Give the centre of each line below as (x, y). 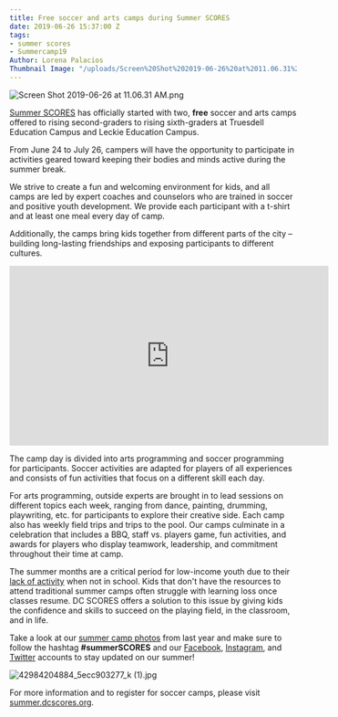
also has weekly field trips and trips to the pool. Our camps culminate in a (147, 524)
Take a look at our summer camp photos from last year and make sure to (146, 638)
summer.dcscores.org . (51, 702)
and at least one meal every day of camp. (87, 216)
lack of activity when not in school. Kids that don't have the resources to (145, 581)
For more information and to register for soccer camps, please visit (135, 692)
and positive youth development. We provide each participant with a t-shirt (150, 206)
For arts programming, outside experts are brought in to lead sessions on (147, 495)
